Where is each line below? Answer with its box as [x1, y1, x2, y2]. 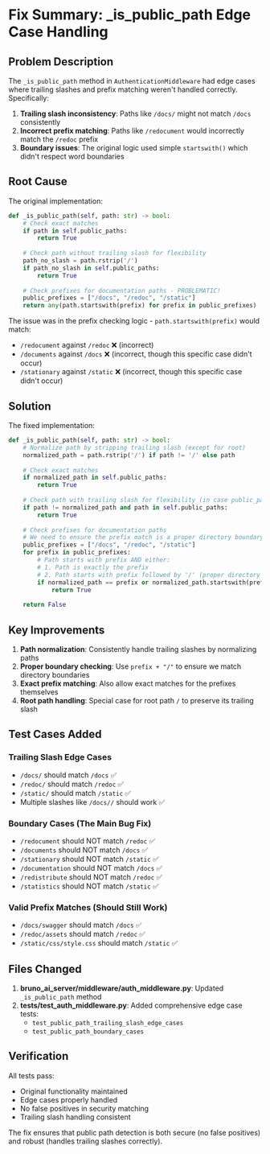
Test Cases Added [8, 727, 102, 741]
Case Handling [8, 23, 108, 41]
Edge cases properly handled [19, 1094, 118, 1104]
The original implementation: [8, 196, 103, 206]
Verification [8, 1049, 69, 1063]
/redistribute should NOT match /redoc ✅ [19, 872, 163, 882]
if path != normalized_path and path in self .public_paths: [22, 503, 228, 512]
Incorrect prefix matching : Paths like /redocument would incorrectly [19, 126, 245, 135]
